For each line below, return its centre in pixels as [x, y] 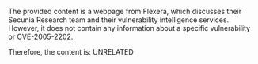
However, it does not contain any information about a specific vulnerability [129, 28]
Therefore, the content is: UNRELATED [71, 52]
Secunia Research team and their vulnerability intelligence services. [119, 20]
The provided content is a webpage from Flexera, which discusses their [125, 11]
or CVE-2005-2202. [41, 36]
